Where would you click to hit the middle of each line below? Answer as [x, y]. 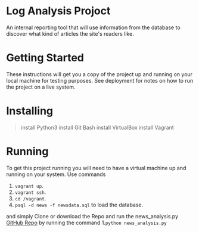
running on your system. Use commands [56, 174]
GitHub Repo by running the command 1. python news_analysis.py [86, 222]
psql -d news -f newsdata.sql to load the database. [79, 205]
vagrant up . [29, 186]
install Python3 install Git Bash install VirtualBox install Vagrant [97, 127]
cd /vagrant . [30, 198]
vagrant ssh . [30, 192]
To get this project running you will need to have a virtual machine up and [96, 168]
